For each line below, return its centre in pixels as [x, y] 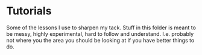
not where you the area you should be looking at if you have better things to [100, 40]
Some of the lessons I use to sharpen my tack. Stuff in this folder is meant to [101, 27]
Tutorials [29, 11]
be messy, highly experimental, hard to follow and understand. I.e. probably [100, 33]
